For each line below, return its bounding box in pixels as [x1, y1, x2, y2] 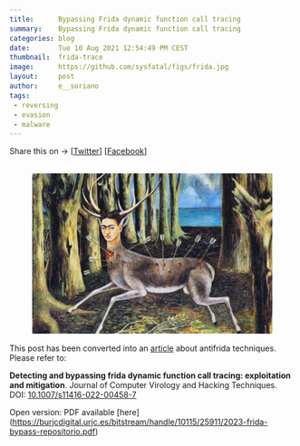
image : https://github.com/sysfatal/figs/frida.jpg [9, 63, 229, 72]
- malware [13, 120, 51, 129]
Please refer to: [9, 352, 67, 363]
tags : [9, 91, 30, 100]
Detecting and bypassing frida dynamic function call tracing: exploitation [9, 370, 292, 381]
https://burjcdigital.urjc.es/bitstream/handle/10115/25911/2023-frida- [12, 416, 268, 427]
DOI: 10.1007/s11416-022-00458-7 [9, 389, 138, 400]
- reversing [13, 101, 59, 110]
